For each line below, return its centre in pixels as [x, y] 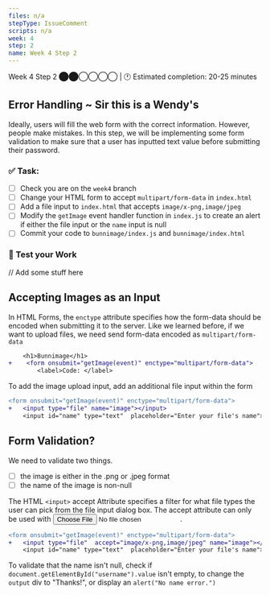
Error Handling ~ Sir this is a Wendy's [104, 105]
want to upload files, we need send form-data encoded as [104, 334]
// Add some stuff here [46, 272]
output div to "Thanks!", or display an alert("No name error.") [112, 583]
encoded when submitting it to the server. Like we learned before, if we [127, 325]
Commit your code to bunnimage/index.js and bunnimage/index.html [132, 233]
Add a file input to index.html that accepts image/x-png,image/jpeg [130, 207]
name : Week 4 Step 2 [43, 53]
